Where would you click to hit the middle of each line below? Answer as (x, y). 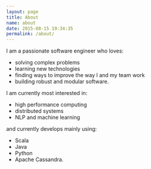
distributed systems (39, 111)
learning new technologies (47, 69)
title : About (22, 17)
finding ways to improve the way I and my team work (80, 75)
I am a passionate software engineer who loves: (65, 51)
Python (24, 153)
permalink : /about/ (30, 34)
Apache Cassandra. (39, 159)
